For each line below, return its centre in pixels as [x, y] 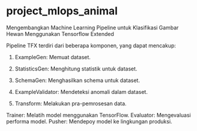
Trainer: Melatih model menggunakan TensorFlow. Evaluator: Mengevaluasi [98, 115]
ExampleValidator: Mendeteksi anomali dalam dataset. [81, 92]
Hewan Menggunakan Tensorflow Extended [60, 33]
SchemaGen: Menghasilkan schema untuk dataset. [77, 80]
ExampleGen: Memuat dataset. [53, 57]
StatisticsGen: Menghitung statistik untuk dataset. [76, 68]
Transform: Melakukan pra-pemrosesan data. [71, 103]
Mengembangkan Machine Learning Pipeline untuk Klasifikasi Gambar [93, 28]
